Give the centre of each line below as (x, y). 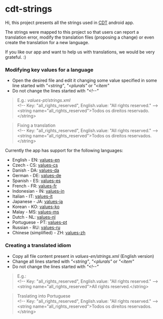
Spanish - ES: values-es (36, 181)
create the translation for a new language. (47, 42)
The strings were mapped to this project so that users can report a (72, 32)
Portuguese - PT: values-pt (40, 222)
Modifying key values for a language (49, 69)
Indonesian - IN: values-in (38, 191)
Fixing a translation (36, 125)
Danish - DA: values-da (36, 170)
